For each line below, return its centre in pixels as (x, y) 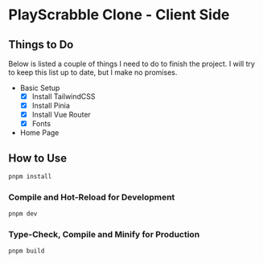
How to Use (38, 158)
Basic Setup (40, 88)
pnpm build (27, 251)
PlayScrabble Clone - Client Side (119, 15)
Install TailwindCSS (64, 97)
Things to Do (41, 45)
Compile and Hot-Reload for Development (92, 197)
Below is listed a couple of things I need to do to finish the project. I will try (132, 64)
